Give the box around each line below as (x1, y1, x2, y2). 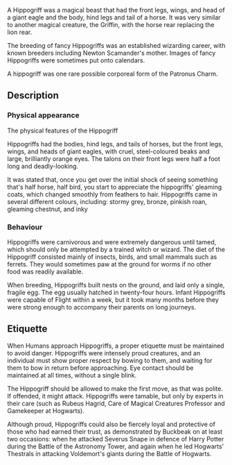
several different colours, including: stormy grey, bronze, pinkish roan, (7, 197, 208, 205)
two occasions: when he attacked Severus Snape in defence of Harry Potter (7, 434, 224, 443)
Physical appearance (7, 110, 80, 120)
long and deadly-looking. (7, 162, 78, 170)
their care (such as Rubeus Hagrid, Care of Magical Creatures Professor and (7, 399, 225, 407)
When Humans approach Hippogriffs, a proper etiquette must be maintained (7, 341, 224, 350)
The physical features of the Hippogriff (7, 126, 118, 135)
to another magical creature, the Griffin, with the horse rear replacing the (7, 21, 215, 28)
